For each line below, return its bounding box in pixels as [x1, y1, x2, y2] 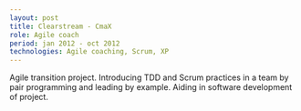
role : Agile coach [9, 30, 79, 39]
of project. [9, 92, 48, 103]
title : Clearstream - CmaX [9, 22, 112, 31]
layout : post [9, 13, 59, 23]
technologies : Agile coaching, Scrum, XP [9, 47, 170, 56]
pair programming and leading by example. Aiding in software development [9, 82, 293, 93]
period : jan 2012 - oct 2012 [9, 38, 120, 48]
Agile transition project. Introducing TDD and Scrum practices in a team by [9, 72, 289, 83]
